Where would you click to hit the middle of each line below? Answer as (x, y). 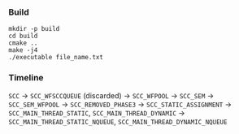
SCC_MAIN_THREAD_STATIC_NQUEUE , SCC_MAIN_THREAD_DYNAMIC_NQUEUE (118, 121)
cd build (23, 36)
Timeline (26, 78)
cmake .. (23, 43)
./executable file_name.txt (56, 58)
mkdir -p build (34, 29)
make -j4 (23, 50)
